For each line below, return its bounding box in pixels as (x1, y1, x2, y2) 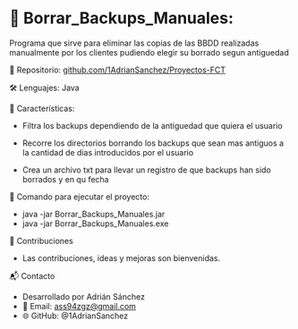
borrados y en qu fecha (21, 173, 109, 184)
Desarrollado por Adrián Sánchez (21, 291, 146, 302)
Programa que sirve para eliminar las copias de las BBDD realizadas (9, 38, 260, 48)
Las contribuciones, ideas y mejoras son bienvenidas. (21, 252, 221, 263)
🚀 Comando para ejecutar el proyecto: (9, 191, 150, 202)
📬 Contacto (9, 270, 55, 281)
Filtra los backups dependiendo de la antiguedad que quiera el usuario (21, 120, 284, 131)
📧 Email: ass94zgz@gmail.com (21, 300, 137, 311)
